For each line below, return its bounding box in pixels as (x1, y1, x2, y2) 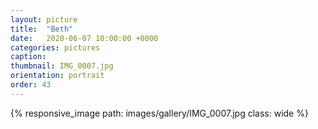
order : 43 (10, 80, 52, 90)
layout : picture (10, 14, 78, 25)
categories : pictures (10, 42, 101, 53)
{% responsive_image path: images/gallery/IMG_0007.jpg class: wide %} (10, 107, 309, 119)
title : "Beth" (10, 24, 74, 34)
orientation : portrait (10, 71, 105, 81)
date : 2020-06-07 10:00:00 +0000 (10, 33, 159, 43)
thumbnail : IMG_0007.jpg (10, 61, 114, 71)
